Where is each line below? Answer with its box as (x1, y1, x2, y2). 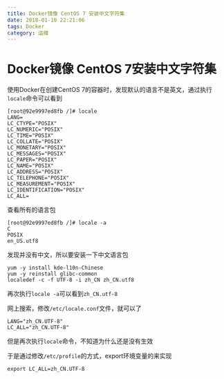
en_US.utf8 (7, 238, 39, 245)
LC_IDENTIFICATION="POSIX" (7, 187, 85, 194)
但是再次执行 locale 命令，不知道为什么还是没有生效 (7, 337, 153, 346)
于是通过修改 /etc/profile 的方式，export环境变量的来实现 (7, 352, 172, 360)
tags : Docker (7, 23, 45, 30)
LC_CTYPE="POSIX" (7, 120, 57, 127)
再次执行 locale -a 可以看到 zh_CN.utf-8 (7, 290, 118, 298)
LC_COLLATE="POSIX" (7, 138, 64, 145)
